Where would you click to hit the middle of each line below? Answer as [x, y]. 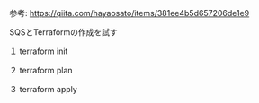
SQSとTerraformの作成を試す [64, 32]
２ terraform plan [41, 70]
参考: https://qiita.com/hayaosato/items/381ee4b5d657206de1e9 [129, 13]
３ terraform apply [44, 89]
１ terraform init [39, 51]
